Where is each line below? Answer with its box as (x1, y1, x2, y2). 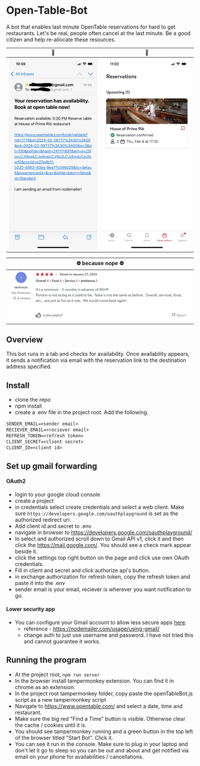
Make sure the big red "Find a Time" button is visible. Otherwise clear (14, 715, 186, 722)
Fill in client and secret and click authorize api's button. (14, 567, 151, 574)
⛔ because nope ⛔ (76, 259, 124, 267)
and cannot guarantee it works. (23, 637, 101, 645)
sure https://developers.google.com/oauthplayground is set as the (14, 509, 179, 517)
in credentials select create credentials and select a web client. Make (14, 504, 185, 511)
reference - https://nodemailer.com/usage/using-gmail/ (23, 625, 160, 632)
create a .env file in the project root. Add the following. (14, 409, 149, 416)
